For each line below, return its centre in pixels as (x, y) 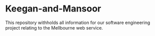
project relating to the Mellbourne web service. (54, 27)
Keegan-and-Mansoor (53, 9)
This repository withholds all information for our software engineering (78, 22)
